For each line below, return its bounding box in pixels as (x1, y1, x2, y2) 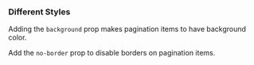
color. (8, 32, 27, 42)
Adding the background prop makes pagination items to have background (8, 25, 247, 34)
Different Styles (8, 6, 71, 17)
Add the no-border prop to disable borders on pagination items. (8, 48, 216, 58)
